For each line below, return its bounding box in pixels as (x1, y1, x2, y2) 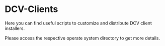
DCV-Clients (5, 3, 58, 15)
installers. (5, 25, 25, 31)
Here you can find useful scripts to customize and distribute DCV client (5, 20, 152, 26)
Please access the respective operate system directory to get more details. (5, 35, 160, 41)
